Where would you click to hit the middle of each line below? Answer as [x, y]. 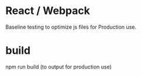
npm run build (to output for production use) [59, 67]
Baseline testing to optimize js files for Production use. [71, 27]
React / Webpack [48, 11]
